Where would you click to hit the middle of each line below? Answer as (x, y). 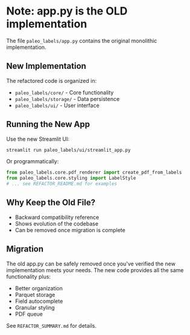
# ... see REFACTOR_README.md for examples (62, 184)
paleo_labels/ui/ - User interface (57, 105)
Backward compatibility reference (57, 217)
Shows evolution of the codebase (56, 223)
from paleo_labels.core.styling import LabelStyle (71, 178)
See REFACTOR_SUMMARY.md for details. (52, 325)
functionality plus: (29, 276)
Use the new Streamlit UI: (38, 139)
